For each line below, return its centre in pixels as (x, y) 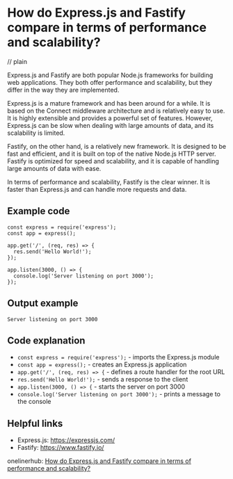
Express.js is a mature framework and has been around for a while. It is (109, 103)
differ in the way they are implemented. (63, 90)
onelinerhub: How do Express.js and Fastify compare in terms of (99, 461)
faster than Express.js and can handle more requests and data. (97, 189)
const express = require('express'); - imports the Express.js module (118, 357)
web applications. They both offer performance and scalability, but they (110, 82)
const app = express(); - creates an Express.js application (102, 365)
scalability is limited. (36, 133)
